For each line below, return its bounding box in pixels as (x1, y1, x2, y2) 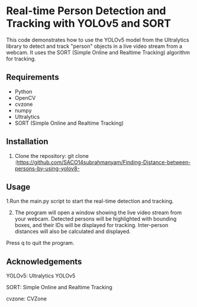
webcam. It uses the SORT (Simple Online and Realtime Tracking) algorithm (6, 49, 190, 56)
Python (14, 88, 33, 95)
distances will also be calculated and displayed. (14, 228, 131, 235)
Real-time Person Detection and (6, 4, 167, 18)
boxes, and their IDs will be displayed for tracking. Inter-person (14, 222, 169, 229)
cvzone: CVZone (6, 295, 47, 302)
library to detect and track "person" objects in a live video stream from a (6, 43, 182, 50)
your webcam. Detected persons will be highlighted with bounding (14, 215, 177, 222)
